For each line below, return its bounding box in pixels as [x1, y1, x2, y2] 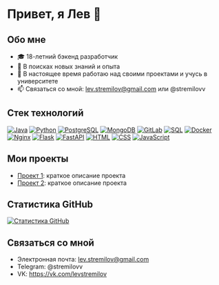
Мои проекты [7, 153, 69, 165]
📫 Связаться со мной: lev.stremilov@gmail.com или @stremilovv [17, 85, 206, 92]
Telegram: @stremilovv [17, 262, 83, 271]
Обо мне [7, 34, 46, 46]
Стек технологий [7, 107, 84, 119]
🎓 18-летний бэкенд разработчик [17, 52, 118, 61]
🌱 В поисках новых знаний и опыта [17, 62, 121, 70]
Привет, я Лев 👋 [7, 6, 102, 22]
